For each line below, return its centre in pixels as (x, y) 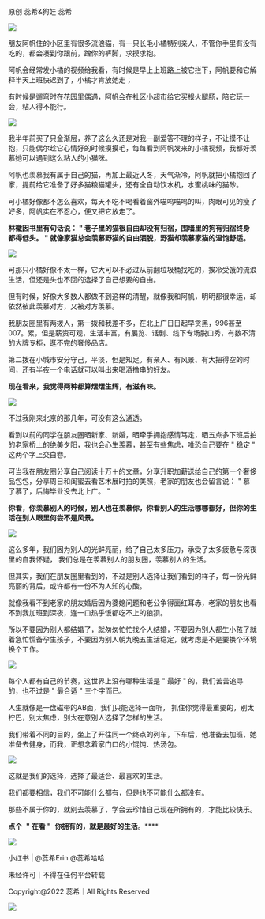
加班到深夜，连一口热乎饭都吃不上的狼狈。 (98, 613)
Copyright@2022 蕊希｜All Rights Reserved (79, 891)
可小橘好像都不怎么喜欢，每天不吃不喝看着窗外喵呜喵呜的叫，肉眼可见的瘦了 (132, 201)
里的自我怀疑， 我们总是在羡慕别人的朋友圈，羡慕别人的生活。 (109, 559)
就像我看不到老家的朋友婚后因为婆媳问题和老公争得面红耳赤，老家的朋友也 (129, 603)
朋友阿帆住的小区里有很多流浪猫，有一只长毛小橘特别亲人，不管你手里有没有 (132, 43)
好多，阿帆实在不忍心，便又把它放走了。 (74, 211)
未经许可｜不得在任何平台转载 (56, 875)
